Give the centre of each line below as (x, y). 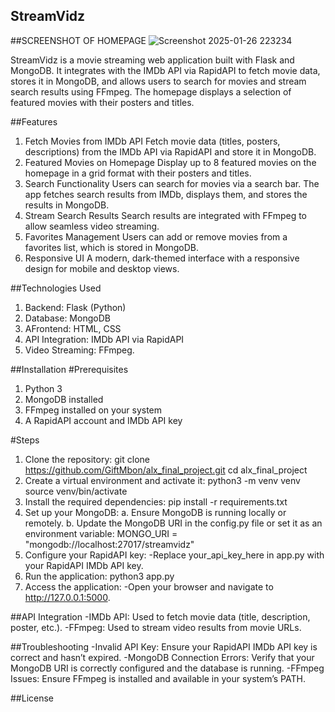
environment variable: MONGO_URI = (101, 533)
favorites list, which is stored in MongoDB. (112, 247)
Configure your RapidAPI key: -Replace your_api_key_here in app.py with (174, 555)
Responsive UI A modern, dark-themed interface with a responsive (162, 258)
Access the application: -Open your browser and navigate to (149, 586)
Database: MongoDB (67, 318)
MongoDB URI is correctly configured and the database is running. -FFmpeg (167, 668)
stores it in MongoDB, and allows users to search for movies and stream (158, 81)
